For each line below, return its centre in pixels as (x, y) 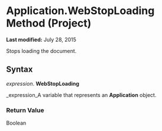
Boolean (16, 123)
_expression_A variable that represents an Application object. (81, 95)
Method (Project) (49, 23)
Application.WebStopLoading (80, 11)
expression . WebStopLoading (43, 83)
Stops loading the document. (41, 51)
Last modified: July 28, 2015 (41, 39)
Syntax (20, 70)
